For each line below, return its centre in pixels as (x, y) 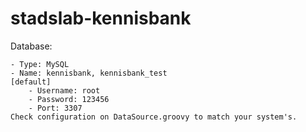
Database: (31, 46)
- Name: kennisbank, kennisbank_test (89, 73)
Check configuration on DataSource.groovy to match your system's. (154, 117)
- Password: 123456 (69, 99)
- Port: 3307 (55, 108)
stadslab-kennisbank (101, 18)
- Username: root (64, 90)
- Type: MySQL (40, 64)
